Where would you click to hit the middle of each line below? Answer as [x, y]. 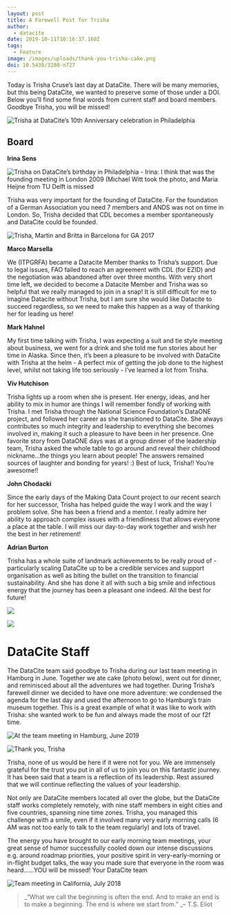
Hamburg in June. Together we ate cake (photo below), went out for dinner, [114, 678]
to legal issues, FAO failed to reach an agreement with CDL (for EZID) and [111, 270]
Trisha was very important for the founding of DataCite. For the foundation [113, 200]
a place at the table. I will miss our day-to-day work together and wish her [112, 527]
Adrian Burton [28, 547]
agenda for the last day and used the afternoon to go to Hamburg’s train [109, 700]
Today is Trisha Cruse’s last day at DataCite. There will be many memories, [113, 84]
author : [18, 26]
